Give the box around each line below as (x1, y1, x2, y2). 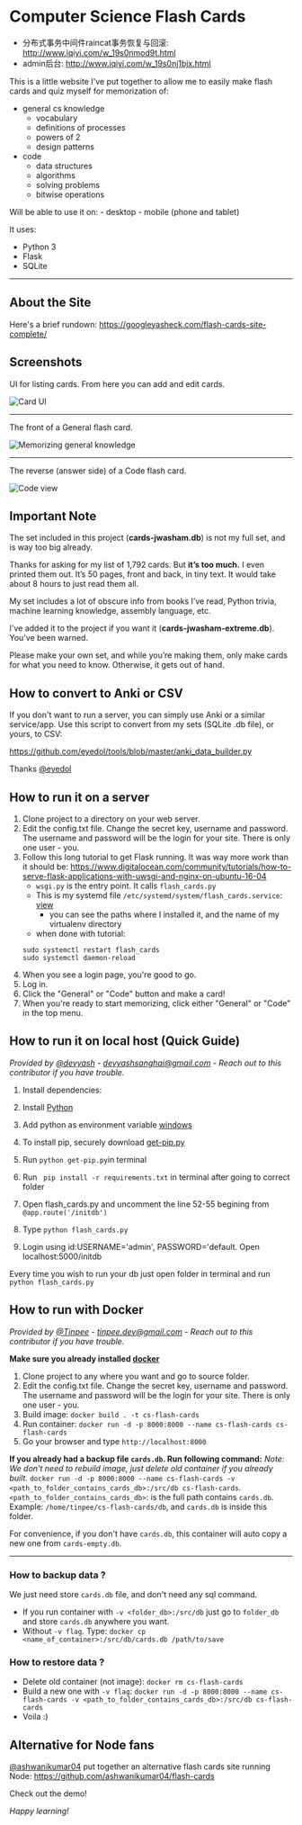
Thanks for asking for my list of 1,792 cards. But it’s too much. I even (9, 560, 265, 571)
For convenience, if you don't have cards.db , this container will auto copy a (9, 1528, 288, 1539)
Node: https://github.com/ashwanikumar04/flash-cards (9, 1771, 215, 1782)
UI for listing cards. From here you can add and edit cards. (9, 378, 226, 389)
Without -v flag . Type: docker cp (22, 1625, 147, 1636)
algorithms (35, 169, 76, 181)
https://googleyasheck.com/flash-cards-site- (98, 319, 267, 329)
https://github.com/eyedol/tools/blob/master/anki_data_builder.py (9, 746, 253, 757)
